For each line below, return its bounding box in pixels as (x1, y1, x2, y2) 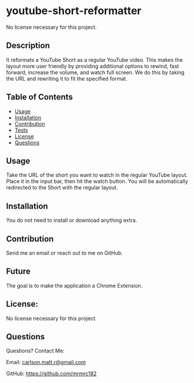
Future (6, 267, 31, 277)
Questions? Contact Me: (6, 347, 65, 354)
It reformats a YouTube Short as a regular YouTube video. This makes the (6, 56, 183, 63)
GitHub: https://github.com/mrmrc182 (6, 370, 97, 377)
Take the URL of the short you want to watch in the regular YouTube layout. (6, 172, 188, 179)
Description (6, 41, 50, 51)
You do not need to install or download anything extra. (6, 217, 138, 224)
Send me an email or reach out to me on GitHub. (6, 249, 123, 257)
